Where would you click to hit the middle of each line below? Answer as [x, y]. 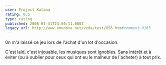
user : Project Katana [28, 10]
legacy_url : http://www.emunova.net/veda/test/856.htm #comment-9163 [78, 28]
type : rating [19, 19]
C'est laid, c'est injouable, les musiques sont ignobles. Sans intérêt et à [78, 52]
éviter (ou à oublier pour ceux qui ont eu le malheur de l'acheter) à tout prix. [83, 57]
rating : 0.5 [17, 14]
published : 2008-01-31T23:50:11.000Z [44, 24]
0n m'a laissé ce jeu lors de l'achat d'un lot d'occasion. [62, 42]
